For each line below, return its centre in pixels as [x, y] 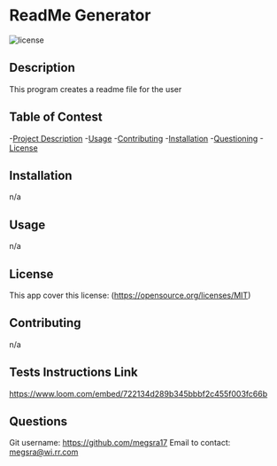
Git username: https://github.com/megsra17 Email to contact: [120, 443]
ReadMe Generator [80, 16]
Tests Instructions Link [74, 373]
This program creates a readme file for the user [96, 89]
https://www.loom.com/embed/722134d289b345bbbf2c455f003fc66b [138, 393]
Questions [38, 422]
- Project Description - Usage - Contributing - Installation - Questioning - [136, 138]
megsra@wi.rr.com [44, 452]
